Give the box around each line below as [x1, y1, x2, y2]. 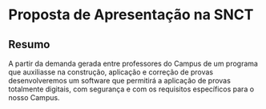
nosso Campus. [8, 93, 60, 102]
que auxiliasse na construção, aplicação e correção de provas [8, 67, 214, 77]
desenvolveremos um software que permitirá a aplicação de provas [8, 76, 231, 85]
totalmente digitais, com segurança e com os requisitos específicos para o [8, 84, 255, 94]
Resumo [8, 38, 50, 51]
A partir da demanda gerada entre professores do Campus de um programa [8, 59, 259, 68]
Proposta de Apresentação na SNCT [8, 6, 254, 24]
